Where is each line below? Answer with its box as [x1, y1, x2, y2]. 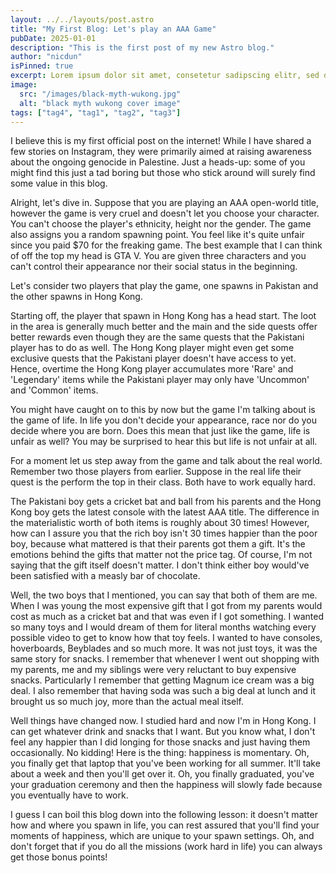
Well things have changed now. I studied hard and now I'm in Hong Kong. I [10, 715, 317, 727]
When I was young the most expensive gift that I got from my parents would [10, 600, 323, 612]
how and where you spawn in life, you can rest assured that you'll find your [10, 819, 320, 831]
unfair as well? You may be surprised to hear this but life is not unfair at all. [10, 436, 318, 448]
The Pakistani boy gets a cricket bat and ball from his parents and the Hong [10, 496, 322, 508]
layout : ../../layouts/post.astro [10, 14, 155, 25]
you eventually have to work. [10, 789, 129, 801]
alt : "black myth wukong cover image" [19, 98, 182, 108]
